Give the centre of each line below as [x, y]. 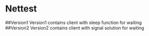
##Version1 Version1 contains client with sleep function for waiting [73, 22]
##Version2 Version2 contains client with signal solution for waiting [75, 27]
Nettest [21, 9]
